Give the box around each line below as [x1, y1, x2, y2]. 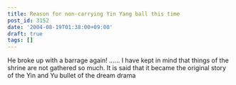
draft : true [7, 30, 43, 38]
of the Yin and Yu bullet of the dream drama [7, 72, 136, 80]
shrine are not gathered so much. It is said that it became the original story [7, 64, 227, 72]
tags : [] [7, 37, 34, 44]
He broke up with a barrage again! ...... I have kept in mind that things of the [7, 56, 230, 64]
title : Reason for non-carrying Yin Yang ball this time [7, 10, 180, 18]
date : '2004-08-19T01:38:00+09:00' [7, 23, 113, 30]
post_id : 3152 [7, 17, 50, 24]
